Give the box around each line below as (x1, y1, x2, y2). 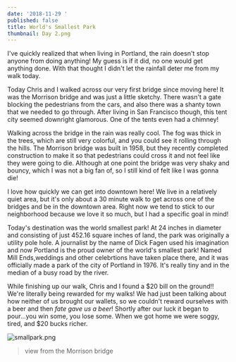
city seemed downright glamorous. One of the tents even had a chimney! (7, 116, 219, 124)
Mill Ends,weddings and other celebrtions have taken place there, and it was (7, 254, 229, 262)
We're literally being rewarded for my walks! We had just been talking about (7, 289, 227, 298)
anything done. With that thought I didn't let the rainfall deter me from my (7, 64, 220, 73)
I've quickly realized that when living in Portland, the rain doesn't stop (7, 49, 210, 58)
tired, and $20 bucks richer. (7, 320, 88, 328)
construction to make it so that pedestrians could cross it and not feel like (7, 151, 221, 160)
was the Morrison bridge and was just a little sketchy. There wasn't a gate (7, 93, 222, 101)
